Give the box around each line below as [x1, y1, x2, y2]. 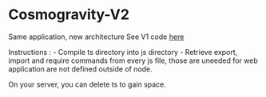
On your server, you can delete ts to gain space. [8, 80, 166, 89]
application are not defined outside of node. [8, 64, 153, 73]
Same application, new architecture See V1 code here [8, 32, 185, 41]
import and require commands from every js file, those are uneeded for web [8, 56, 258, 65]
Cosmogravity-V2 [8, 6, 130, 24]
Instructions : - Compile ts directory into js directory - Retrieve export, [8, 47, 238, 56]
